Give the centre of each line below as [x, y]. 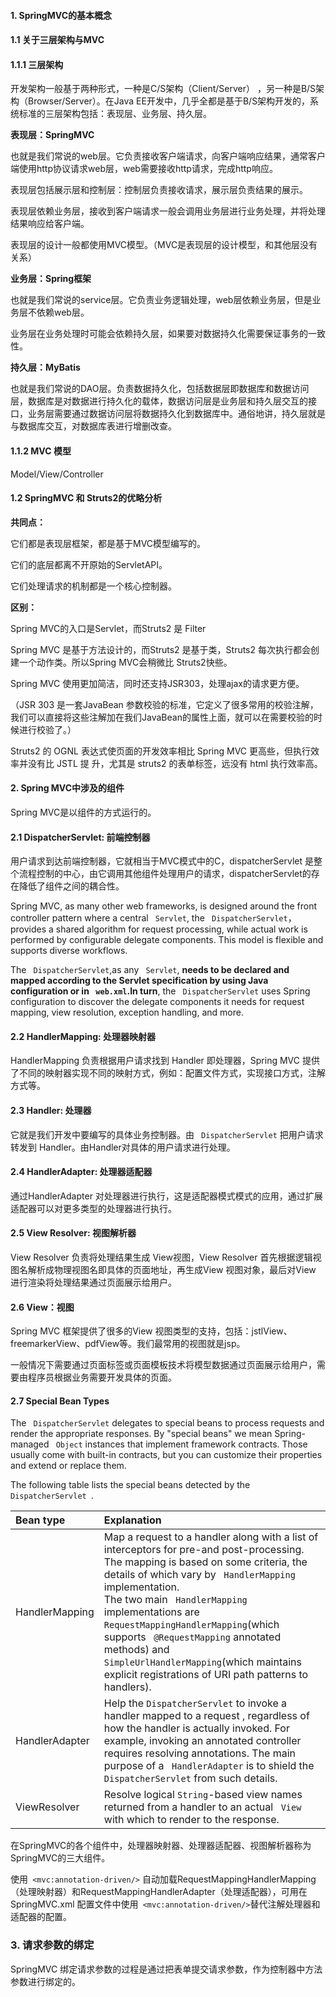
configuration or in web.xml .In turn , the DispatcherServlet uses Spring [160, 991]
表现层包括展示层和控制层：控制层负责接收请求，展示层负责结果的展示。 [159, 190]
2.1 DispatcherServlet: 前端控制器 [80, 837]
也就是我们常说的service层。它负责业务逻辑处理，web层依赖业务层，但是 [161, 300]
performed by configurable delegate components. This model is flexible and [167, 940]
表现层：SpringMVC [52, 135]
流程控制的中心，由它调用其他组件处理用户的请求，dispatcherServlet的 [165, 874]
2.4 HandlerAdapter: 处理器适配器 [81, 1172]
